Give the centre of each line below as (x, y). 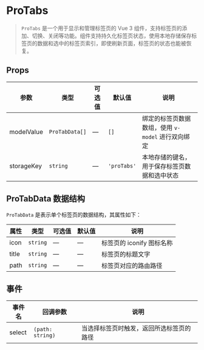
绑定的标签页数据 (166, 118)
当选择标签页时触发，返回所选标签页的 (136, 328)
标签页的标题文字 (126, 254)
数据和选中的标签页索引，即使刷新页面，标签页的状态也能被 (112, 43)
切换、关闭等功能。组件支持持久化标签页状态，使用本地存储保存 (112, 35)
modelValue (26, 132)
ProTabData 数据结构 (46, 199)
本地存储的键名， (166, 157)
